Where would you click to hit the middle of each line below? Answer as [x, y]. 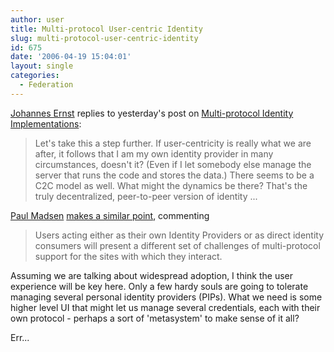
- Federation [46, 85]
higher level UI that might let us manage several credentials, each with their [165, 307]
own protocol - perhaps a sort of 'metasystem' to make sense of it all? [155, 318]
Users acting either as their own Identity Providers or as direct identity [179, 235]
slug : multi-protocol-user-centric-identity [104, 38]
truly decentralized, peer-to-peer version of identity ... [146, 196]
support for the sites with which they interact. [128, 256]
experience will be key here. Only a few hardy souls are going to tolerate [159, 286]
